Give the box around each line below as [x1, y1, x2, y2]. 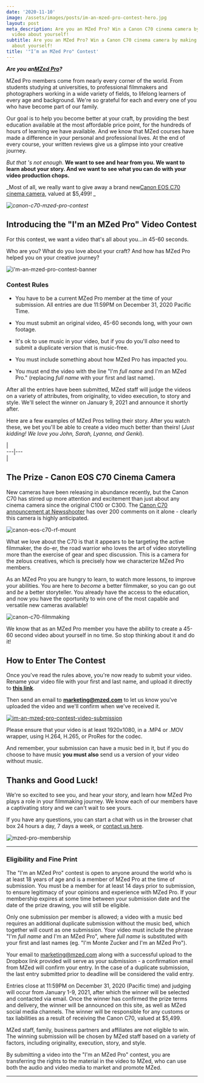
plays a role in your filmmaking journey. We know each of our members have [6, 798, 198, 805]
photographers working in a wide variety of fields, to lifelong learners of [6, 89, 186, 97]
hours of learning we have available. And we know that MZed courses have [6, 127, 194, 134]
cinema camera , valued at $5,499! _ [6, 190, 96, 197]
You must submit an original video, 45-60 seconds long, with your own [15, 319, 192, 326]
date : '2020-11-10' [6, 9, 56, 15]
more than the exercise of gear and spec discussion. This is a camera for [6, 551, 189, 558]
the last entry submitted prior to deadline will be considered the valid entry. [6, 970, 194, 977]
